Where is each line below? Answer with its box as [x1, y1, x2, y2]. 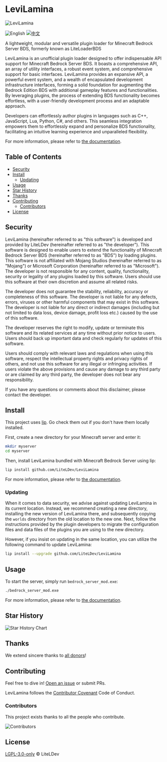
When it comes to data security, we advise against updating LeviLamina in [5, 500, 157, 506]
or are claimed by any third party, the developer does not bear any [5, 371, 141, 378]
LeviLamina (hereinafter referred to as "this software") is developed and [5, 236, 153, 242]
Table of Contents [5, 153, 62, 161]
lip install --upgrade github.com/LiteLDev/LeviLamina [5, 551, 121, 556]
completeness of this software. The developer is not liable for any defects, [5, 294, 158, 300]
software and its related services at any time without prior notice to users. [5, 330, 157, 336]
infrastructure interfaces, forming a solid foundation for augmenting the [5, 81, 152, 88]
